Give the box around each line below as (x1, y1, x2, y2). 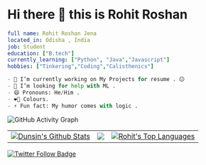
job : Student (7, 43, 46, 50)
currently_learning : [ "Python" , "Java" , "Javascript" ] (7, 56, 170, 63)
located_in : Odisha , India (7, 36, 91, 43)
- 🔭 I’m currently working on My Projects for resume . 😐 (7, 76, 185, 83)
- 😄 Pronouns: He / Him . (7, 89, 80, 96)
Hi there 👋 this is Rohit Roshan (7, 6, 188, 23)
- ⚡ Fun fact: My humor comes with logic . (7, 102, 139, 110)
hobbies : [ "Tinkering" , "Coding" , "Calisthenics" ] (7, 63, 154, 70)
